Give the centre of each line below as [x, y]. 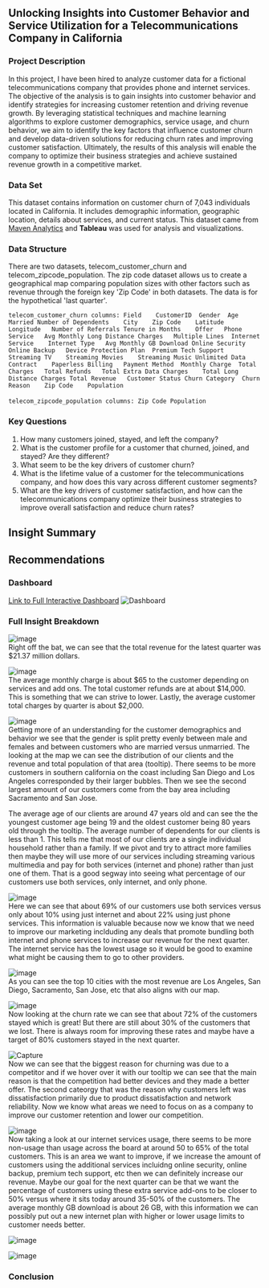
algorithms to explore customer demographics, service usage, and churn [129, 121]
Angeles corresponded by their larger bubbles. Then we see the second [127, 781]
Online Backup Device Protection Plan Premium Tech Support [116, 351]
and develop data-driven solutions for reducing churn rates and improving [131, 138]
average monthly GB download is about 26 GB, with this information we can [133, 1207]
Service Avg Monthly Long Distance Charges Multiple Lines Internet [134, 337]
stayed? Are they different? [65, 456]
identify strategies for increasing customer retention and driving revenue [128, 105]
